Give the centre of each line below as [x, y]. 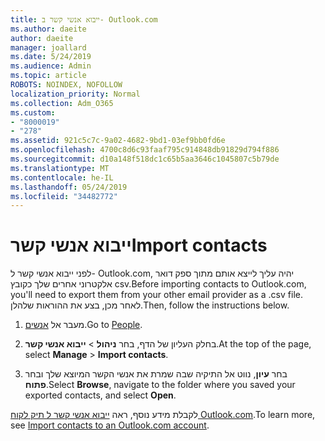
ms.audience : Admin [51, 66]
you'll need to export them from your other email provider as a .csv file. [156, 295]
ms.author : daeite [48, 29]
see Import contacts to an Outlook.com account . [110, 425]
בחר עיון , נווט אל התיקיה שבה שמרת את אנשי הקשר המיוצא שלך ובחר [156, 374]
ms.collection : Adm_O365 [62, 103]
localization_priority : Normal [75, 94]
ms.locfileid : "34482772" [64, 196]
